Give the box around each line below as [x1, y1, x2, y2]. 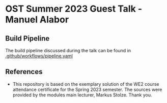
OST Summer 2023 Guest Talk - [5, 3, 143, 15]
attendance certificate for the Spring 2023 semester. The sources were [12, 86, 162, 92]
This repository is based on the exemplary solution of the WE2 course [12, 81, 159, 87]
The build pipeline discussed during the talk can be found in [5, 48, 131, 53]
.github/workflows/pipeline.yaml [5, 53, 73, 59]
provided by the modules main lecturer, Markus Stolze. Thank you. [12, 92, 152, 98]
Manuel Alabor [5, 14, 69, 25]
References [5, 67, 43, 76]
